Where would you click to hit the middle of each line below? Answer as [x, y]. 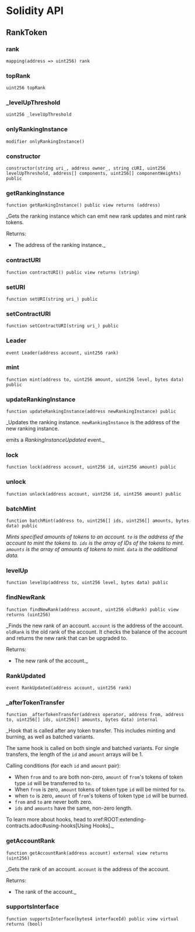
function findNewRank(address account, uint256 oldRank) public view [93, 610]
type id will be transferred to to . [53, 783]
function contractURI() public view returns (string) [73, 272]
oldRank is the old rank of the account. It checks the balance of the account [97, 632]
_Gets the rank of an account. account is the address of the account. [88, 869]
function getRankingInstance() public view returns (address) [83, 205]
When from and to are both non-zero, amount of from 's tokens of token [98, 777]
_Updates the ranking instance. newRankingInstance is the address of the [93, 422]
